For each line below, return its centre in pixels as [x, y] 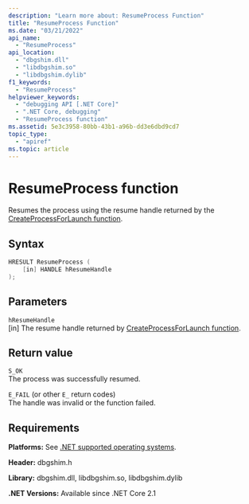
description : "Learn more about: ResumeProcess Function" [106, 16]
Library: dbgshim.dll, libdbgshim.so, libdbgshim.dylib [95, 478]
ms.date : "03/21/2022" [46, 30]
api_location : [32, 53]
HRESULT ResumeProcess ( [49, 262]
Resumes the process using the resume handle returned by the [111, 210]
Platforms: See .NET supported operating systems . [92, 447]
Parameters [38, 302]
